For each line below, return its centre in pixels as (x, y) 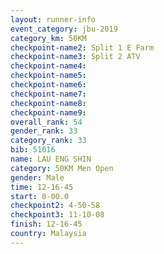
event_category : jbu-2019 (64, 29)
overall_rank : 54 (46, 122)
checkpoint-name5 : (48, 76)
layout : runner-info (53, 19)
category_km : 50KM (48, 38)
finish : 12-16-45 (46, 224)
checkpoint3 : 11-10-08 (57, 215)
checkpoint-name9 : (48, 112)
